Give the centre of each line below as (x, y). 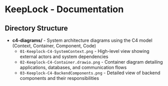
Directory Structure (37, 28)
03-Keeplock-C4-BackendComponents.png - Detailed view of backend (90, 73)
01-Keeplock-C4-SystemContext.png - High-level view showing (85, 51)
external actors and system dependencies (64, 56)
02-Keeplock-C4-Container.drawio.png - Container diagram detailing (91, 62)
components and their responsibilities (59, 78)
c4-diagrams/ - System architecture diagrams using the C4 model (82, 40)
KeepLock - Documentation (64, 9)
